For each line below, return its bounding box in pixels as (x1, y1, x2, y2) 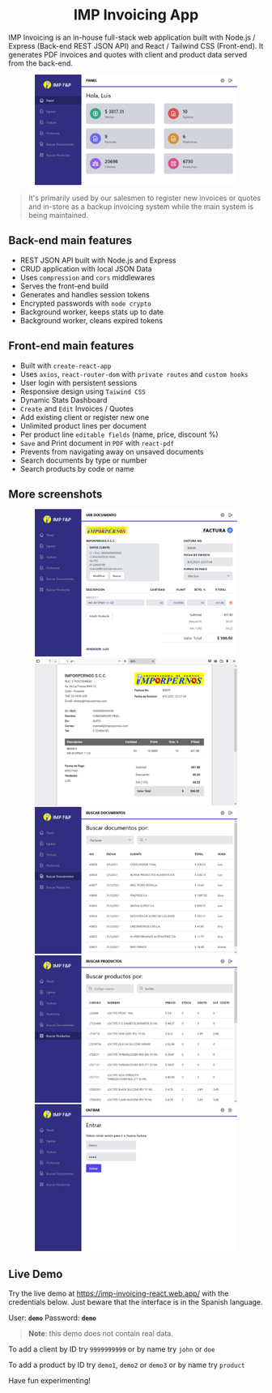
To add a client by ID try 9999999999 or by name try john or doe (8, 1344, 215, 1354)
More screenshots (8, 487, 103, 501)
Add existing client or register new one (19, 412, 150, 422)
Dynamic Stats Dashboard (19, 395, 108, 404)
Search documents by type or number (19, 455, 147, 465)
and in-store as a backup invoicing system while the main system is (28, 201, 253, 212)
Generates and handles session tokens (19, 289, 150, 299)
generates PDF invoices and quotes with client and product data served (8, 49, 248, 59)
